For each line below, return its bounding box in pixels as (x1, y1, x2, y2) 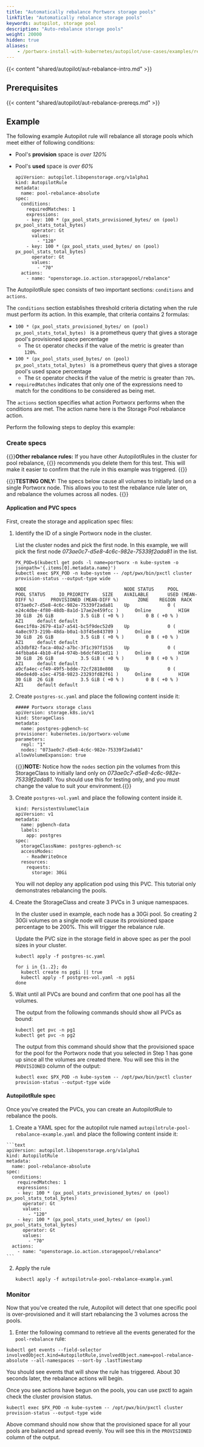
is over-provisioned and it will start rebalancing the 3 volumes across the (6, 1311, 188, 1318)
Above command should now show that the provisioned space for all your (6, 1421, 191, 1428)
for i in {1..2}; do (15, 964, 67, 970)
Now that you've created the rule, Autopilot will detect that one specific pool (6, 1304, 197, 1311)
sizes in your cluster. (15, 941, 67, 948)
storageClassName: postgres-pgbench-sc (21, 843, 121, 849)
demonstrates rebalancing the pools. (15, 886, 107, 894)
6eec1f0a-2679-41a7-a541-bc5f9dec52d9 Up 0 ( (15, 623, 176, 629)
